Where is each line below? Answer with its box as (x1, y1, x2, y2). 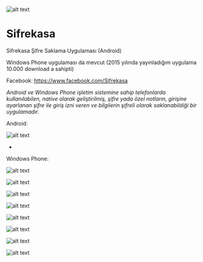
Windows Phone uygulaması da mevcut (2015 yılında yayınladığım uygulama (6, 58, 197, 66)
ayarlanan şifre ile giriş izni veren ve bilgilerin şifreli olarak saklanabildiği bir (6, 101, 197, 109)
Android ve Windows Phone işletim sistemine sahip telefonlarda (6, 89, 166, 96)
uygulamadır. (6, 108, 40, 115)
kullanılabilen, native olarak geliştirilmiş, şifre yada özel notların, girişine (6, 95, 187, 102)
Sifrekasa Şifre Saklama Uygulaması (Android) (6, 47, 122, 54)
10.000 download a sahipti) (6, 65, 74, 72)
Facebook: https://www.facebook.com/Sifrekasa (6, 76, 128, 84)
